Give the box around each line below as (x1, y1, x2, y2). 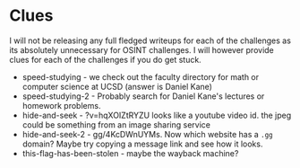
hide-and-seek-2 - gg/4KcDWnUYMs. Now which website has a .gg (21, 128, 273, 139)
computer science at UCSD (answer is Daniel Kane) (21, 81, 213, 92)
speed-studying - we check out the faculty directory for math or (21, 71, 260, 82)
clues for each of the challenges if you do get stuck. (9, 54, 201, 65)
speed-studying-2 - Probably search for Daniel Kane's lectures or (21, 91, 265, 102)
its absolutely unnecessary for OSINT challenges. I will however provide (9, 44, 275, 55)
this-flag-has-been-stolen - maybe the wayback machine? (21, 147, 239, 158)
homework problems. (21, 100, 101, 111)
